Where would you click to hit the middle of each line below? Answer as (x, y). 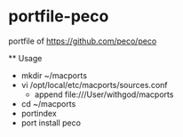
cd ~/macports (48, 103)
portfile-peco (59, 16)
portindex (39, 113)
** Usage (25, 58)
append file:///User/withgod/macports (104, 94)
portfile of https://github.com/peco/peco (83, 41)
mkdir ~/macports (54, 75)
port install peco (51, 123)
